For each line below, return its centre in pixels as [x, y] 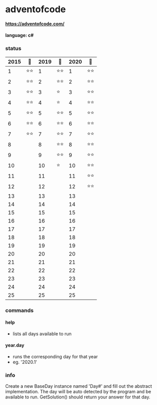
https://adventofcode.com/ [35, 23]
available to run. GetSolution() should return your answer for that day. [78, 397]
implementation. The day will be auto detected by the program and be [78, 392]
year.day [15, 345]
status [13, 48]
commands [20, 310]
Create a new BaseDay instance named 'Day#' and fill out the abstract [79, 386]
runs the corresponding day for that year [55, 356]
